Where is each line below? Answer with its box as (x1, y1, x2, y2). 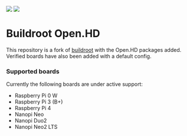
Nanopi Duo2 (14, 117, 47, 124)
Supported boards (6, 67, 60, 75)
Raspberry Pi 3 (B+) (14, 98, 63, 105)
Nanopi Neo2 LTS (14, 124, 58, 131)
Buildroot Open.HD (6, 27, 100, 41)
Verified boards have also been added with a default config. (6, 52, 152, 59)
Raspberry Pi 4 (14, 105, 51, 112)
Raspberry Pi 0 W (14, 92, 58, 99)
